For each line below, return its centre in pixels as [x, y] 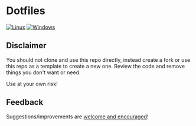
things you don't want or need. [43, 72]
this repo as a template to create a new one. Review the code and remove [95, 66]
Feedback [25, 102]
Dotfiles [26, 11]
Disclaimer [26, 46]
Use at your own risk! [32, 84]
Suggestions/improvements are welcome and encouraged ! [77, 117]
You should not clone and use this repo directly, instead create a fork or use [98, 59]
